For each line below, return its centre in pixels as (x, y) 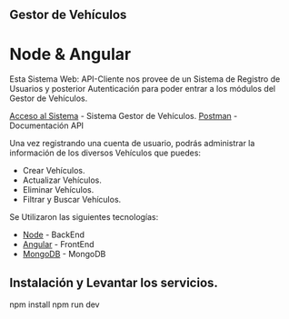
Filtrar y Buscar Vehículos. (72, 200)
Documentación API (47, 125)
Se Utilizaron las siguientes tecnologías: (84, 217)
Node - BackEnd (53, 234)
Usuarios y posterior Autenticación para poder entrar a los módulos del (142, 89)
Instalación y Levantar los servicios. (114, 282)
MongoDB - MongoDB (64, 254)
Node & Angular (70, 54)
